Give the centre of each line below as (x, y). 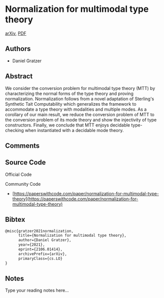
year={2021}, (32, 245)
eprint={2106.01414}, (40, 250)
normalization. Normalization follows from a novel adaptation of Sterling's (80, 99)
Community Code (23, 184)
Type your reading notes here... (37, 291)
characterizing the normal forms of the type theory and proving (69, 93)
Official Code (18, 174)
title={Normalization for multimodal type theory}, (72, 236)
